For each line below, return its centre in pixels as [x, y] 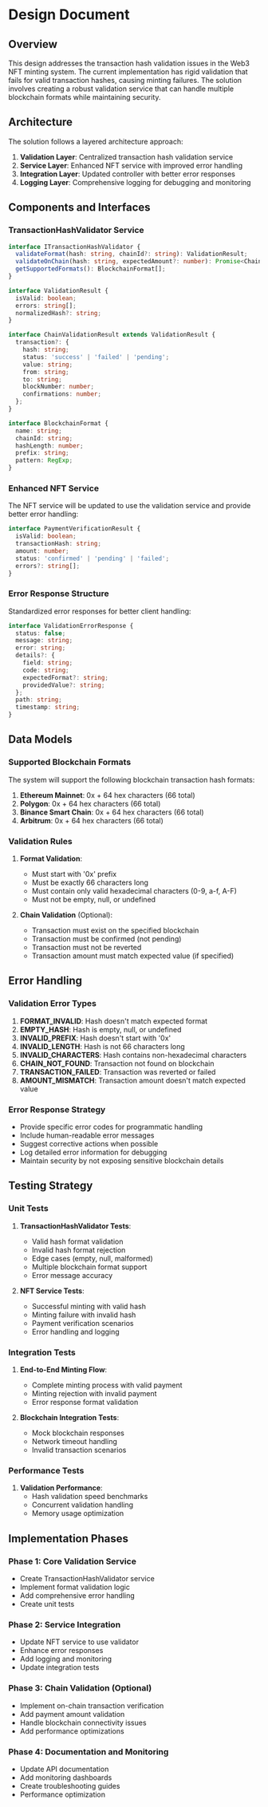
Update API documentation [64, 1769]
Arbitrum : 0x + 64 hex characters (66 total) [91, 820]
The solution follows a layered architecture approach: [96, 141]
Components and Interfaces [79, 208]
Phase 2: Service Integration [65, 1624]
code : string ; [46, 670]
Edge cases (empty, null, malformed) [92, 1258]
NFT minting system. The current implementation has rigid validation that [128, 72]
